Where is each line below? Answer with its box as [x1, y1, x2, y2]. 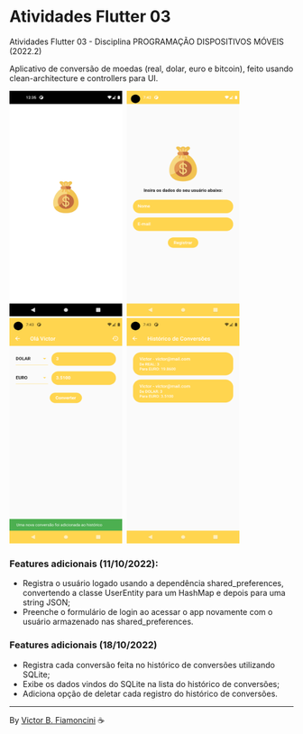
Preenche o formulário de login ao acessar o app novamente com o [22, 607, 273, 618]
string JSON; [22, 597, 70, 608]
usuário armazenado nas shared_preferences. [22, 616, 194, 628]
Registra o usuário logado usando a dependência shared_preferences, [22, 578, 284, 589]
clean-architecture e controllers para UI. [9, 72, 159, 83]
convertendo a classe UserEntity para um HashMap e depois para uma [22, 588, 286, 599]
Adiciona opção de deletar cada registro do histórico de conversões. [22, 688, 278, 699]
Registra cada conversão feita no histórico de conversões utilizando [22, 659, 275, 670]
